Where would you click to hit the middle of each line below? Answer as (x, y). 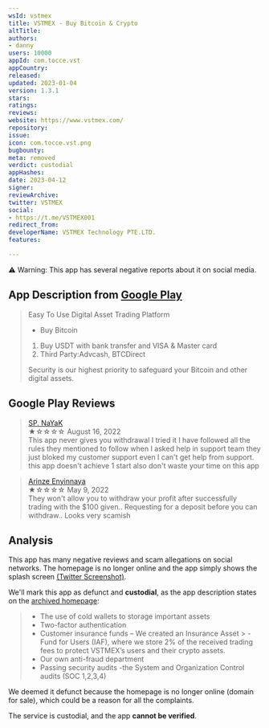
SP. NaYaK (45, 423)
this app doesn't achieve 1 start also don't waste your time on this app (143, 465)
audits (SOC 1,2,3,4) (73, 677)
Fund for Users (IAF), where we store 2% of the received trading (147, 642)
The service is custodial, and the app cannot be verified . (102, 716)
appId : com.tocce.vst (45, 61)
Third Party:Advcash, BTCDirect (93, 354)
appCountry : (28, 68)
